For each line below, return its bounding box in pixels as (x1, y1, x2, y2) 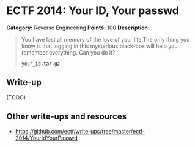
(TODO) (6, 93, 26, 101)
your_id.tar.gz (21, 61, 61, 67)
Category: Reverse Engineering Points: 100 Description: (6, 24, 150, 31)
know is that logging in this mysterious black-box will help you (21, 42, 178, 50)
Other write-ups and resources (6, 111, 127, 122)
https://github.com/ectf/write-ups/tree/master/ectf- (15, 127, 145, 135)
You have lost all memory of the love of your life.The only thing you (21, 36, 190, 43)
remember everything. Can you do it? (21, 48, 116, 56)
